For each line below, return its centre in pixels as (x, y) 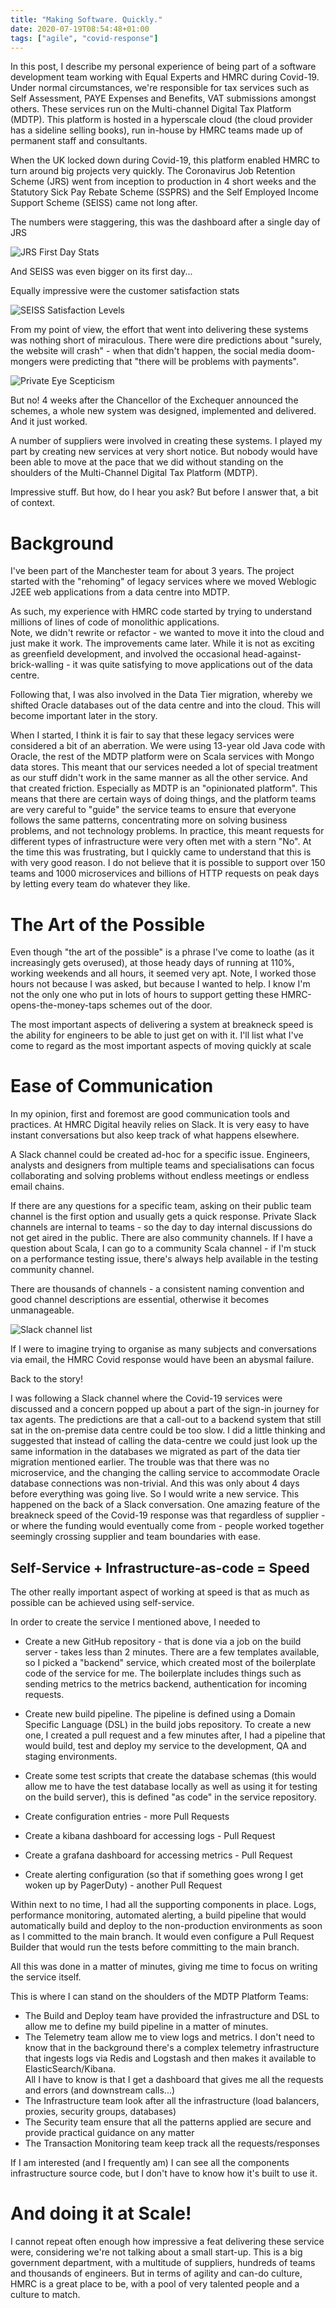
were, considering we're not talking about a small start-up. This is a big (156, 2252)
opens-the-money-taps (58, 1005)
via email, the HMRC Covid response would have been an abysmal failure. (162, 1360)
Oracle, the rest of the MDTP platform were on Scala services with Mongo (162, 757)
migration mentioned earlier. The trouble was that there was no (140, 1462)
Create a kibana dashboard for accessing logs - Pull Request (150, 1835)
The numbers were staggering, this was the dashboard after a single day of (165, 222)
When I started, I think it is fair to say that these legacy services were (152, 735)
